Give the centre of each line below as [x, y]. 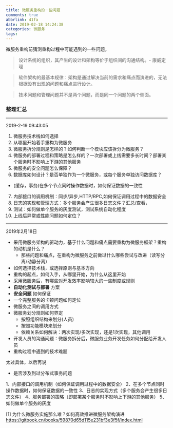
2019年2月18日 [22, 231]
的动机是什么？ [29, 249]
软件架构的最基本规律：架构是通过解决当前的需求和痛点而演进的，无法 [93, 77]
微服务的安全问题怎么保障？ [43, 168]
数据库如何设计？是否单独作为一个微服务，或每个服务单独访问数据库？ [88, 174]
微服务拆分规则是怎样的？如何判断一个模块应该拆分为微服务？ [79, 149]
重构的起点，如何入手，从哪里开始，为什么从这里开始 [70, 275]
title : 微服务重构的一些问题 [33, 10]
